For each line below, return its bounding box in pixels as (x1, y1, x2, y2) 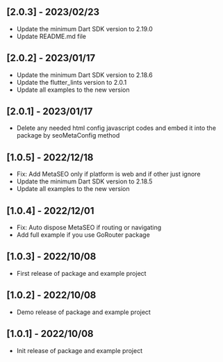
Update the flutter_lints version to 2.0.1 (16, 78, 127, 86)
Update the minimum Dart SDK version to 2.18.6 (16, 70, 154, 79)
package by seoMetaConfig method (16, 131, 120, 140)
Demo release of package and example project (16, 308, 151, 316)
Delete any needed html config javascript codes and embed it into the (16, 124, 217, 132)
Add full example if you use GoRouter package (16, 231, 150, 239)
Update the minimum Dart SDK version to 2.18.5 (16, 177, 153, 186)
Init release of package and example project (16, 346, 143, 354)
